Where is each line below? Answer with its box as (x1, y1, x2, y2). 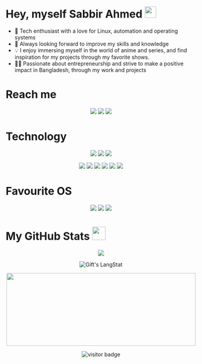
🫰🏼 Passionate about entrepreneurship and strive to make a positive (14, 59, 184, 67)
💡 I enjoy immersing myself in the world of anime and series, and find (14, 46, 187, 54)
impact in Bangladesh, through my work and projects (14, 66, 146, 73)
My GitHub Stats (5, 229, 90, 243)
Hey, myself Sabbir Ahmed (5, 7, 143, 21)
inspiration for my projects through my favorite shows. (14, 53, 149, 61)
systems (14, 33, 36, 41)
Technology (5, 130, 67, 144)
